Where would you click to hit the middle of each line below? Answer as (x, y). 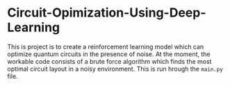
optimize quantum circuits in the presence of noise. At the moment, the (109, 54)
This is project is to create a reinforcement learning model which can (106, 46)
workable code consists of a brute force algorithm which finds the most (109, 61)
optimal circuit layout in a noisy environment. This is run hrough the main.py (115, 69)
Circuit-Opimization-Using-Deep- (107, 13)
